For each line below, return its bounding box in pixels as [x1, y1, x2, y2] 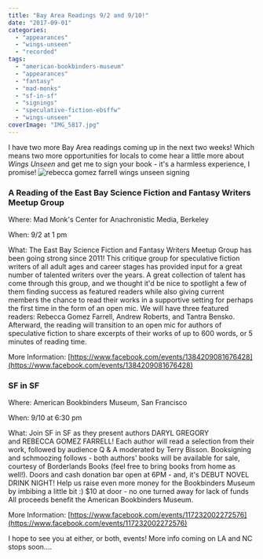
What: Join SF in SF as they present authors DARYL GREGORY [8, 429, 210, 438]
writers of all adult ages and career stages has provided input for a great [8, 262, 243, 272]
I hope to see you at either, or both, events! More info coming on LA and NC [8, 534, 253, 543]
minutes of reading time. [8, 337, 88, 346]
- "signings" [15, 99, 58, 107]
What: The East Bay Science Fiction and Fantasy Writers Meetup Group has [8, 245, 253, 255]
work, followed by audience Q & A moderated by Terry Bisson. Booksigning [8, 445, 251, 455]
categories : [8, 26, 47, 34]
